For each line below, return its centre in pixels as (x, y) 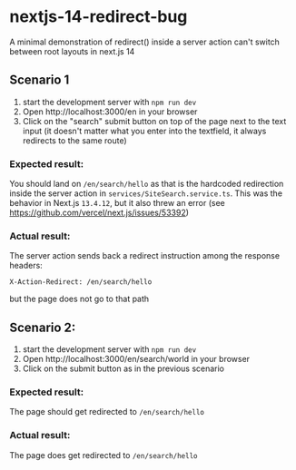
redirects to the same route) (74, 140)
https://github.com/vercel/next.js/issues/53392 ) (99, 213)
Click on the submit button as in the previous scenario (123, 368)
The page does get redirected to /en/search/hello (104, 455)
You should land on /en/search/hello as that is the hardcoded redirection (147, 184)
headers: (26, 266)
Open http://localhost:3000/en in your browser (110, 112)
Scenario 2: (43, 327)
